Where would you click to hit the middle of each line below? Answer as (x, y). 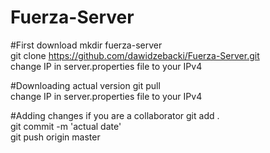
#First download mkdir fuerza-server (86, 45)
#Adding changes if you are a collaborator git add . (115, 115)
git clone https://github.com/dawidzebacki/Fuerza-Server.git (135, 55)
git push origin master (55, 137)
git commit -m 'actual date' (66, 126)
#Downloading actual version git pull (85, 85)
